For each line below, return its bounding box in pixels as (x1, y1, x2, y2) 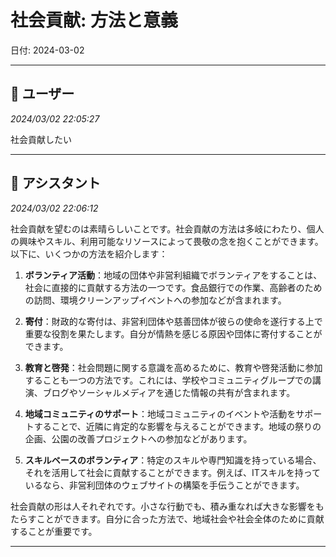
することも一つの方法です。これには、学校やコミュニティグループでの (24, 374, 313, 386)
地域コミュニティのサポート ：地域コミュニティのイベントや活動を (24, 407, 297, 420)
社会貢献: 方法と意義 (10, 9, 178, 32)
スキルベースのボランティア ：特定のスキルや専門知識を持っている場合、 (24, 454, 322, 466)
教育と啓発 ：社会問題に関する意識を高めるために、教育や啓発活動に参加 (24, 361, 323, 373)
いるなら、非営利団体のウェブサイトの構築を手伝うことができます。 (24, 479, 305, 491)
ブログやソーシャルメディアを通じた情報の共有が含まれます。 (42, 386, 296, 398)
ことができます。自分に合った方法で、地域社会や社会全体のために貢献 (36, 512, 325, 525)
